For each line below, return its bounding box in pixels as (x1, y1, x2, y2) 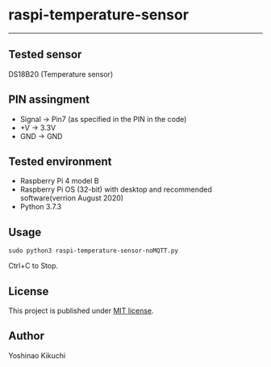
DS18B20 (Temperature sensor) (8, 69, 114, 78)
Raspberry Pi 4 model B (19, 176, 99, 186)
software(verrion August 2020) (19, 193, 123, 203)
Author (8, 329, 44, 343)
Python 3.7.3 (19, 202, 62, 212)
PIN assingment (8, 93, 90, 107)
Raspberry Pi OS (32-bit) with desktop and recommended (19, 184, 212, 195)
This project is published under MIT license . (8, 306, 155, 315)
